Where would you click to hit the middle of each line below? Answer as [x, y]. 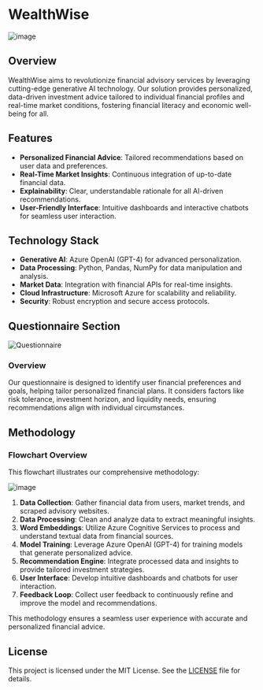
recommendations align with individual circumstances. [96, 408]
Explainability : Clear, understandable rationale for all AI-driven [121, 191]
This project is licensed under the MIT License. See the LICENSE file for [124, 670]
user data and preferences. [64, 165]
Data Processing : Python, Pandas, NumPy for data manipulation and [131, 268]
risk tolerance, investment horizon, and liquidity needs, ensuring [112, 399]
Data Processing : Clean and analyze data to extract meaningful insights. [137, 519]
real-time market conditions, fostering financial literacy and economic [121, 105]
